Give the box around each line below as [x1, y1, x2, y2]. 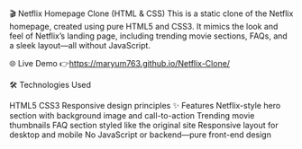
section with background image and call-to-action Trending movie [9, 110, 255, 120]
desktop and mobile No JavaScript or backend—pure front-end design [9, 129, 272, 140]
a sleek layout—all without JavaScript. [9, 40, 151, 50]
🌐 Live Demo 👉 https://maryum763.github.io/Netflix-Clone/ [9, 58, 231, 68]
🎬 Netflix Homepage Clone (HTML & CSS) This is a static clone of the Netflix [9, 8, 294, 19]
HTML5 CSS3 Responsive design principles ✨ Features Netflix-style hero [9, 101, 281, 110]
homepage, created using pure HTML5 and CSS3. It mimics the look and [9, 22, 279, 31]
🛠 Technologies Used [9, 80, 92, 90]
